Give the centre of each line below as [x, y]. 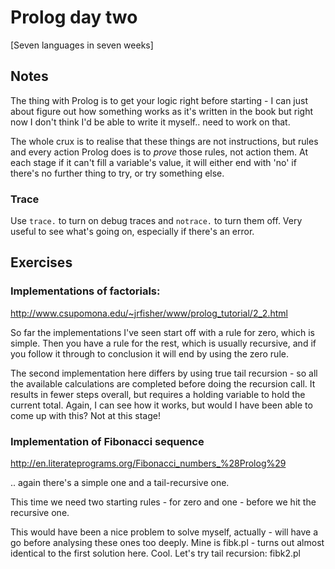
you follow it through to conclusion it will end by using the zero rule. [149, 353]
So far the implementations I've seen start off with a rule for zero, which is [162, 332]
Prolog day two [74, 17]
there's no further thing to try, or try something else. [117, 173]
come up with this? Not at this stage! [86, 415]
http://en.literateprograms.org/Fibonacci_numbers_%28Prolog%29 [148, 463]
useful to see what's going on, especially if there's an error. [132, 232]
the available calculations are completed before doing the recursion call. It [163, 383]
